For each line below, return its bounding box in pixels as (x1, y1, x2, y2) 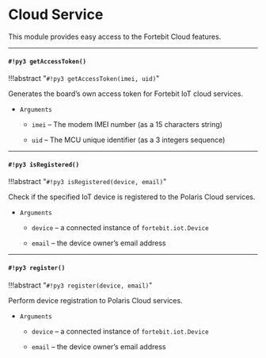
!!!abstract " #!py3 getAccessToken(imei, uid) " (8, 74, 160, 83)
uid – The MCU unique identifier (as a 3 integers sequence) (31, 135, 226, 144)
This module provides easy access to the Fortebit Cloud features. (8, 32, 222, 41)
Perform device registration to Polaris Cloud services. (8, 295, 184, 305)
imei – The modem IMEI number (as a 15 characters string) (31, 120, 223, 129)
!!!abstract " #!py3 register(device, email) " (8, 280, 153, 290)
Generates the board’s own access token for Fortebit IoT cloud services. (8, 89, 244, 98)
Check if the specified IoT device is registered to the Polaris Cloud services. (8, 192, 256, 202)
